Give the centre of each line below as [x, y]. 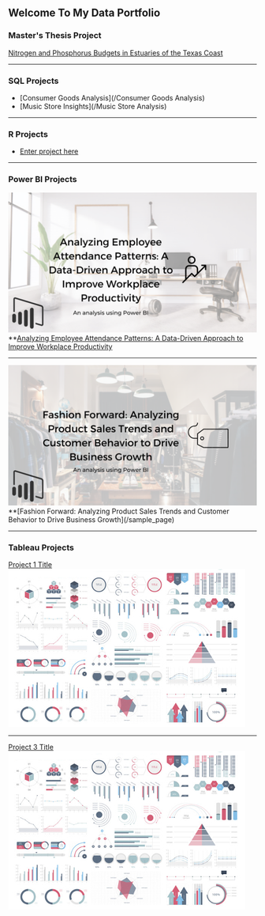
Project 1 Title [30, 564]
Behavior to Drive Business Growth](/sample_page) [91, 519]
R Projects [28, 134]
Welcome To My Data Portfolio [84, 13]
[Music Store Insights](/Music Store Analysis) [93, 106]
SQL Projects [34, 81]
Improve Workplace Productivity [60, 346]
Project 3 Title [31, 747]
